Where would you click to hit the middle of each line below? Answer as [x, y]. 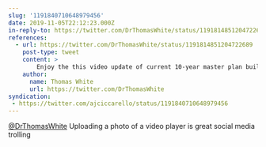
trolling [20, 134]
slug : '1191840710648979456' [56, 15]
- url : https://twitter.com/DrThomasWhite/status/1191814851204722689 [134, 45]
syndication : [30, 96]
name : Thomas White [61, 81]
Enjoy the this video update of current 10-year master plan [140, 67]
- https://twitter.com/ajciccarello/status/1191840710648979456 [120, 104]
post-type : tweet [51, 52]
